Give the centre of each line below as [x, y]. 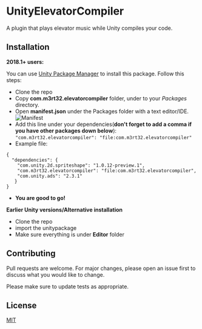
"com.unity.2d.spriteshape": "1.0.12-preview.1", [81, 165]
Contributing [31, 254]
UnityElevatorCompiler [65, 11]
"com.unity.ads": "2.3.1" [50, 176]
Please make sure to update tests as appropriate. [68, 286]
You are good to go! [40, 198]
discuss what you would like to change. [56, 274]
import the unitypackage [46, 228]
